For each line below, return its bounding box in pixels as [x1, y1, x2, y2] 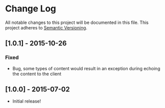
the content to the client [12, 71, 62, 77]
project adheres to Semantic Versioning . [5, 24, 87, 30]
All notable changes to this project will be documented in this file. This [5, 19, 149, 25]
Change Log [5, 3, 56, 14]
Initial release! [12, 98, 41, 105]
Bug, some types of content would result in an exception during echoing [12, 65, 161, 71]
